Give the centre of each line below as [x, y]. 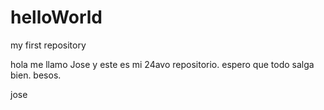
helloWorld [56, 17]
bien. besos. [36, 75]
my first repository [48, 45]
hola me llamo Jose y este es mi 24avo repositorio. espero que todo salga [162, 64]
